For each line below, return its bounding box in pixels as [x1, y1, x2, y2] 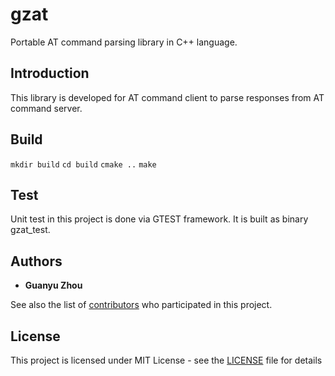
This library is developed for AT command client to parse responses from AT [10, 91, 325, 103]
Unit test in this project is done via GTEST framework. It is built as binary [10, 213, 309, 225]
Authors [10, 253, 63, 270]
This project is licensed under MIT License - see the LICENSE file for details [10, 354, 323, 366]
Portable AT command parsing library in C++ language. [10, 36, 238, 48]
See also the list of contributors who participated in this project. [10, 299, 273, 311]
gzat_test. [10, 224, 51, 236]
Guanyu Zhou [24, 279, 83, 292]
